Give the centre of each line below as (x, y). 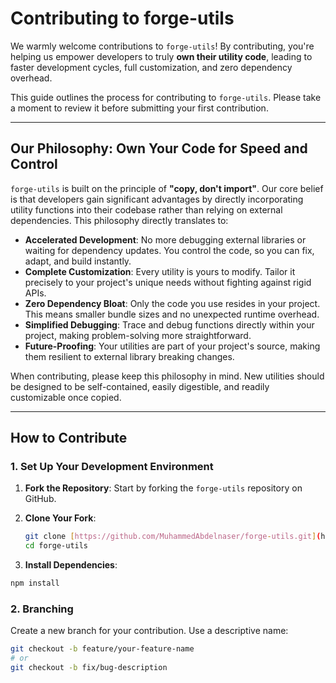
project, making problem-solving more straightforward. (138, 335)
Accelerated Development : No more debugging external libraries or (165, 239)
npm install (35, 583)
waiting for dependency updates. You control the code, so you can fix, (169, 250)
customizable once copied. (66, 397)
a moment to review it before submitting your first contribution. (139, 108)
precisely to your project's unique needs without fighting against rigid (168, 282)
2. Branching (42, 609)
